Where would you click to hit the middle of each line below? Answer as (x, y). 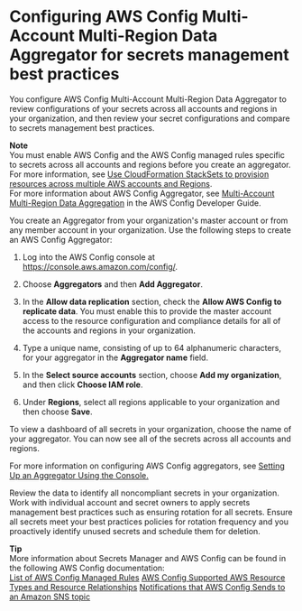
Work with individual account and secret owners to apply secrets (130, 502)
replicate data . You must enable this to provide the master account (147, 311)
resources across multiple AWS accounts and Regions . (111, 183)
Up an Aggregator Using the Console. (79, 475)
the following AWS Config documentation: (87, 568)
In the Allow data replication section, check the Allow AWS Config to (152, 301)
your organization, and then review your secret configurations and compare (150, 118)
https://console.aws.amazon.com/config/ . (100, 266)
